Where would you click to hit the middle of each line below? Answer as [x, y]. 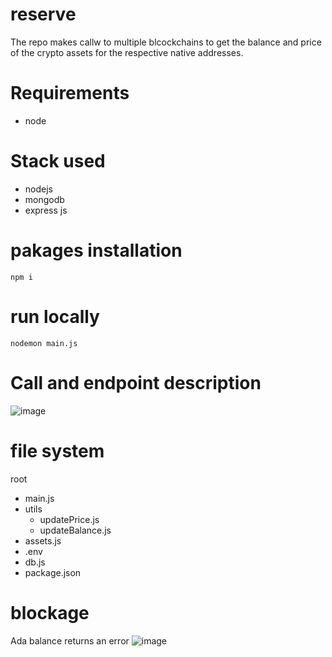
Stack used [58, 161]
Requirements [70, 93]
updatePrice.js [69, 519]
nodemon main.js [44, 343]
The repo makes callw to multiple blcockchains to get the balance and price [166, 42]
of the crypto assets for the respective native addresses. [127, 52]
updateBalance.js [75, 530]
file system [57, 450]
